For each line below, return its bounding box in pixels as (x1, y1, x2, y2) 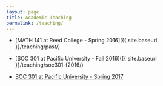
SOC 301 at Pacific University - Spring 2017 (15, 73, 124, 81)
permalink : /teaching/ (6, 20, 64, 26)
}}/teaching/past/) (15, 43, 61, 50)
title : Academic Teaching (6, 15, 72, 21)
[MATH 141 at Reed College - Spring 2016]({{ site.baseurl (15, 37, 158, 44)
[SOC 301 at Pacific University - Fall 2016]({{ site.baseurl (15, 55, 157, 62)
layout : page (6, 8, 39, 15)
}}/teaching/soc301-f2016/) (15, 61, 84, 68)
